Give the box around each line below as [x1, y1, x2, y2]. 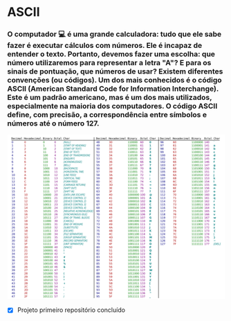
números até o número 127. [7, 119, 100, 128]
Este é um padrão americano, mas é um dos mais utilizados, [7, 93, 212, 103]
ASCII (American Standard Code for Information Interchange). [7, 84, 219, 94]
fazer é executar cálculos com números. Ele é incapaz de [7, 41, 203, 51]
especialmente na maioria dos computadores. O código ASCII [7, 101, 218, 111]
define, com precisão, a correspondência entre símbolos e [7, 110, 207, 120]
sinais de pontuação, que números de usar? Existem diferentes [7, 67, 223, 76]
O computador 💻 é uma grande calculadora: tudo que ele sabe [7, 29, 222, 39]
